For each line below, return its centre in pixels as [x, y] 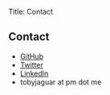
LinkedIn [34, 73]
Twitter [32, 64]
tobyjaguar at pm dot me [61, 82]
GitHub [32, 56]
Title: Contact [31, 12]
